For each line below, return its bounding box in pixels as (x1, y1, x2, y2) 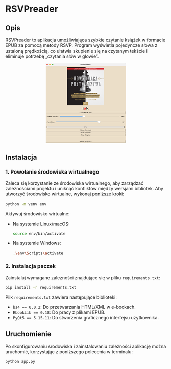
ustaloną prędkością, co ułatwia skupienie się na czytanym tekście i (5, 48, 148, 54)
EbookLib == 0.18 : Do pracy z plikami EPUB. (12, 309, 106, 315)
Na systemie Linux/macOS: (12, 220, 70, 227)
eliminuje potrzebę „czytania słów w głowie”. (5, 53, 99, 59)
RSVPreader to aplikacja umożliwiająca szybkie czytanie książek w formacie (5, 37, 166, 43)
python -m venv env (5, 201, 47, 207)
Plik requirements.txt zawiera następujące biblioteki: (5, 294, 117, 300)
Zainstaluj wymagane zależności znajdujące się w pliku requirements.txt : (5, 274, 161, 281)
